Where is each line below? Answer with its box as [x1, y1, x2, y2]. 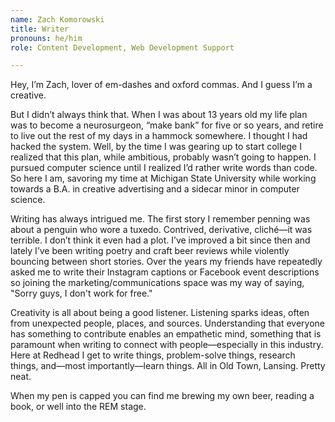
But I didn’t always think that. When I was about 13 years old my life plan [10, 109, 308, 121]
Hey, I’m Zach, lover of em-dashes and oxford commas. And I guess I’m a [10, 79, 313, 91]
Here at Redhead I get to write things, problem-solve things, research [10, 349, 296, 361]
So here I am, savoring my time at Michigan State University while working [10, 172, 317, 185]
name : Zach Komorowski [10, 14, 105, 25]
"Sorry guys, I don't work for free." [10, 287, 153, 300]
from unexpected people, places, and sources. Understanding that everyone [10, 317, 325, 330]
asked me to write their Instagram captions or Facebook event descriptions [10, 266, 320, 278]
